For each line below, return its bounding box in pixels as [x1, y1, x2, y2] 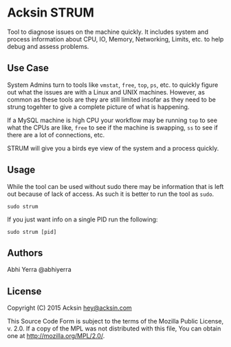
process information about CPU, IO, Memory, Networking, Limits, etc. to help [7, 34, 224, 43]
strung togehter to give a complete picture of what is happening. [7, 102, 190, 111]
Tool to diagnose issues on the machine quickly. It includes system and [7, 28, 208, 36]
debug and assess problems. [7, 42, 89, 50]
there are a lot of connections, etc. [7, 130, 105, 139]
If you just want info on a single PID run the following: [7, 215, 158, 224]
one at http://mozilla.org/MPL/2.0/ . [7, 332, 105, 340]
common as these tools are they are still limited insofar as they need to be [7, 95, 217, 103]
